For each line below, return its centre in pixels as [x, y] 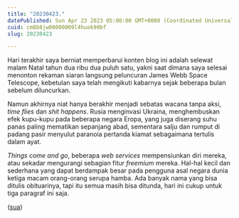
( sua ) [15, 207]
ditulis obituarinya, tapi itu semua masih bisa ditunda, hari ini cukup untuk [115, 186]
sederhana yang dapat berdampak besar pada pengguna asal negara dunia [118, 170]
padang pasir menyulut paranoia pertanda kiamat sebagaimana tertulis [111, 134]
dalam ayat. [24, 142]
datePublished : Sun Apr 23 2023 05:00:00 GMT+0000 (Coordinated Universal [121, 21]
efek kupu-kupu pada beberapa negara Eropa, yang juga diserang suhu [112, 119]
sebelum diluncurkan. [39, 90]
